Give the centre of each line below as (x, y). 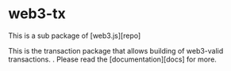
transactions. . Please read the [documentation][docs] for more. (112, 59)
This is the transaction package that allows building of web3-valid (116, 50)
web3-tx (37, 14)
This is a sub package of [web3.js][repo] (75, 35)
